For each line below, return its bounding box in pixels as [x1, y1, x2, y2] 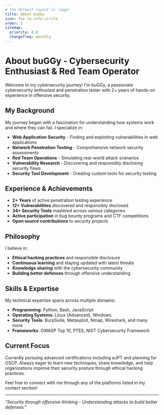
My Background [5, 106, 55, 115]
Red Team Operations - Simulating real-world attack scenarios [12, 155, 139, 161]
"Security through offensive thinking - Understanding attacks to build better [5, 399, 158, 405]
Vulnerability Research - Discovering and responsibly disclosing [12, 160, 143, 166]
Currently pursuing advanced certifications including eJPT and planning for [5, 354, 157, 360]
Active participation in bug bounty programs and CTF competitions [12, 213, 149, 219]
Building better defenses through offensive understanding [12, 270, 131, 276]
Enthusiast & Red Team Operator [5, 66, 140, 77]
